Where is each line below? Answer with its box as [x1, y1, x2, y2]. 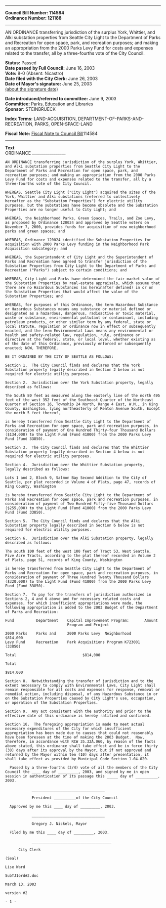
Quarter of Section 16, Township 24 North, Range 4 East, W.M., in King [5, 402, 158, 407]
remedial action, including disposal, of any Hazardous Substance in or [5, 692, 158, 696]
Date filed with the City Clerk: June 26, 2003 [5, 76, 98, 82]
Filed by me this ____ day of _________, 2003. [9, 830, 110, 835]
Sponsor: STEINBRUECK [5, 106, 56, 112]
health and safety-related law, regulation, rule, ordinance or [5, 333, 140, 338]
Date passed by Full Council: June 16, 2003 [5, 65, 95, 71]
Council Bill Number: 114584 [5, 10, 65, 15]
